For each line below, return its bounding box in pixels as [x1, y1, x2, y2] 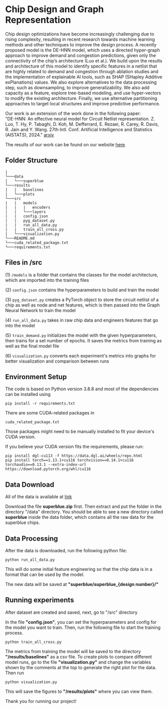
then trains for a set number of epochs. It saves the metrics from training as [5, 337, 162, 343]
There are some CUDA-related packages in [5, 410, 95, 416]
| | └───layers [5, 209, 46, 214]
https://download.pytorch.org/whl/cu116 [5, 466, 92, 472]
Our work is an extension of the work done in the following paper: [5, 110, 141, 116]
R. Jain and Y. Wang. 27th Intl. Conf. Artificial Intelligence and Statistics [5, 126, 152, 132]
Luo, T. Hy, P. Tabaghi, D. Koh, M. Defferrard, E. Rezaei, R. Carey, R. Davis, [5, 121, 159, 127]
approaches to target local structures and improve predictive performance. [5, 100, 160, 106]
